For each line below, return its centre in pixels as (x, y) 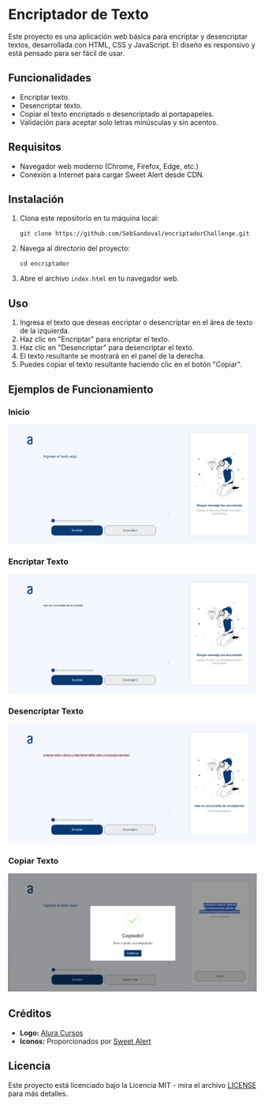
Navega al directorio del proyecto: (75, 248)
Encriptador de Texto (78, 15)
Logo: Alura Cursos (51, 1033)
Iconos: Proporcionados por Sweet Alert (85, 1041)
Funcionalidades (50, 78)
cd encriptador (45, 264)
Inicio (19, 412)
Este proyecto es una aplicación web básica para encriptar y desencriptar (128, 36)
